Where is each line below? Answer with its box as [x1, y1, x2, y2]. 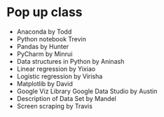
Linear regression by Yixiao [16, 64, 96, 73]
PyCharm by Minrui [16, 50, 73, 58]
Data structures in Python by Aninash [16, 57, 125, 65]
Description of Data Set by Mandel [16, 94, 116, 102]
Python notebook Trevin [16, 34, 87, 43]
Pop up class [6, 4, 83, 20]
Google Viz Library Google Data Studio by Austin [16, 87, 158, 95]
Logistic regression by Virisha [16, 71, 103, 81]
